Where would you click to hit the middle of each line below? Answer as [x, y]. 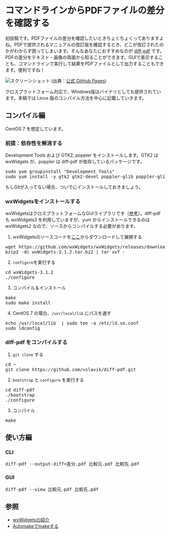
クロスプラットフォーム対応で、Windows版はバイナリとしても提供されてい [83, 92]
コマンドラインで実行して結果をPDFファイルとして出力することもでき [91, 64]
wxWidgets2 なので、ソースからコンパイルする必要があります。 [72, 226]
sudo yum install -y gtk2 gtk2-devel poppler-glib [69, 177]
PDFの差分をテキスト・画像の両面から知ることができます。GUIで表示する [82, 57]
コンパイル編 [25, 116]
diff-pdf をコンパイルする [36, 342]
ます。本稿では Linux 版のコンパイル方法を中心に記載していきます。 [76, 98]
